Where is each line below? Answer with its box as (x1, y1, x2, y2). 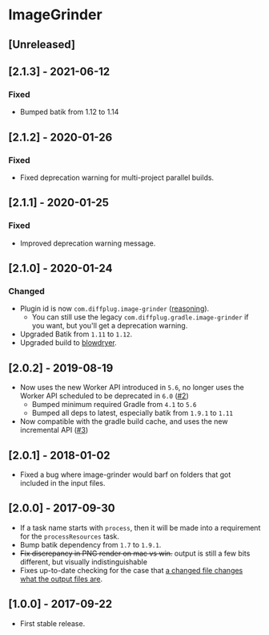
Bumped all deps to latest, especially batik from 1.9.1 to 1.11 (31, 408, 234, 418)
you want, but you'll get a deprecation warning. (31, 321, 188, 331)
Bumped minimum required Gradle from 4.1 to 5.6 (31, 400, 197, 409)
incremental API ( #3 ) (19, 425, 89, 435)
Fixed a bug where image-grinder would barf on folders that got (19, 470, 231, 479)
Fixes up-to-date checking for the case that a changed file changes (19, 565, 243, 575)
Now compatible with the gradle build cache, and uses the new (19, 417, 228, 426)
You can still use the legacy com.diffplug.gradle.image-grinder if (31, 312, 249, 322)
